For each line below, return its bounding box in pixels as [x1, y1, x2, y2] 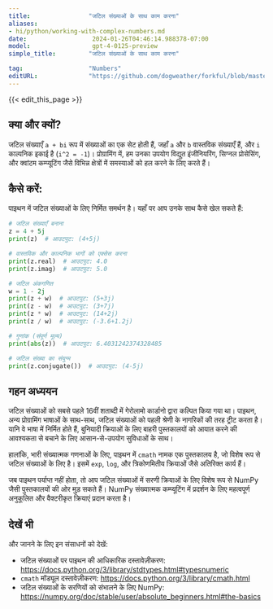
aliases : [8, 20, 38, 28]
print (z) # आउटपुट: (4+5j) [8, 235, 101, 243]
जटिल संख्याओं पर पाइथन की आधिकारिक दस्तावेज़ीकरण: [19, 555, 167, 565]
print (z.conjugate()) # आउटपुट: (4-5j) [8, 361, 145, 370]
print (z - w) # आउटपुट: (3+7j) [8, 302, 115, 310]
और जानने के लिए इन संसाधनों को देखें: [8, 539, 108, 549]
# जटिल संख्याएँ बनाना [8, 220, 63, 228]
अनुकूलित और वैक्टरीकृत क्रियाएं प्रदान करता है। [8, 493, 132, 503]
